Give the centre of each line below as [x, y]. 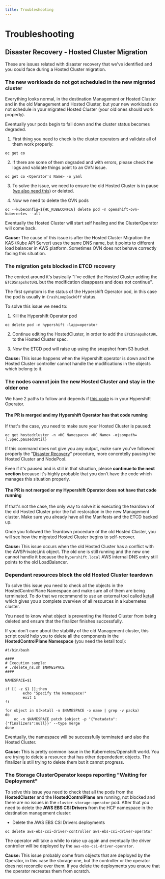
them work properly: [33, 144]
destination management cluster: [38, 813]
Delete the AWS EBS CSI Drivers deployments [58, 822]
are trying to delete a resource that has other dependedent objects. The [78, 757]
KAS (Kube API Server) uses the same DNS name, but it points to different [80, 243]
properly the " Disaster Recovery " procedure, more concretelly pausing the [81, 454]
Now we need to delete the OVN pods [51, 200]
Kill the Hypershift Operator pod [44, 316]
